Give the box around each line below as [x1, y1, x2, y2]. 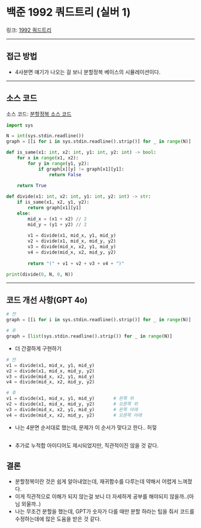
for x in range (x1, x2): [17, 155, 79, 161]
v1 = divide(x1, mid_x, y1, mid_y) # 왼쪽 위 [6, 396, 134, 402]
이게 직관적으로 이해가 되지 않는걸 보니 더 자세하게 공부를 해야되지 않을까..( [14, 493, 190, 500]
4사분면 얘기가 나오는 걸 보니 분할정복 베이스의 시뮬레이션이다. [14, 68, 161, 76]
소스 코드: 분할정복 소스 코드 [6, 110, 72, 117]
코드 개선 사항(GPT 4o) [6, 295, 88, 305]
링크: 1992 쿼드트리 [6, 26, 52, 34]
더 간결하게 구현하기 [14, 345, 62, 352]
